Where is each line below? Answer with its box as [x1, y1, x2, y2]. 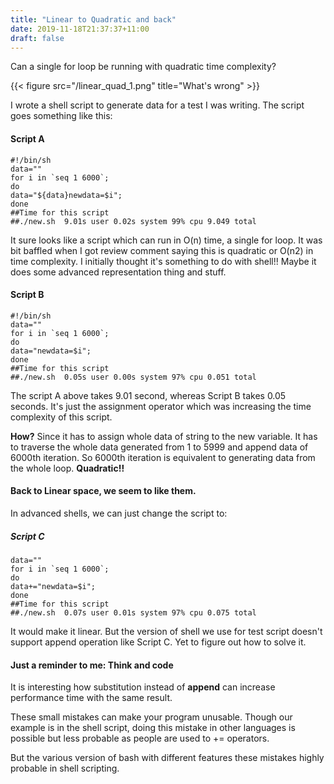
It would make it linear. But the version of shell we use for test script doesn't [10, 625, 323, 637]
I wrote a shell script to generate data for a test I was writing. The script [10, 99, 305, 111]
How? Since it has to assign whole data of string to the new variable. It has [10, 430, 318, 442]
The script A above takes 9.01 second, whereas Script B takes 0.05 [10, 389, 287, 401]
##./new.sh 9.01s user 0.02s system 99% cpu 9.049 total [10, 216, 257, 226]
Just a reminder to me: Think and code [10, 659, 174, 671]
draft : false [10, 33, 65, 43]
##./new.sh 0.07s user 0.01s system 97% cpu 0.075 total [10, 607, 257, 618]
